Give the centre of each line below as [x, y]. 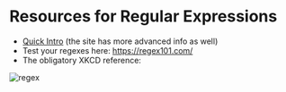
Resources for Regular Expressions [143, 17]
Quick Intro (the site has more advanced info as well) [120, 41]
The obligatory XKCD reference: [82, 60]
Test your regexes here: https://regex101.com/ [107, 50]
